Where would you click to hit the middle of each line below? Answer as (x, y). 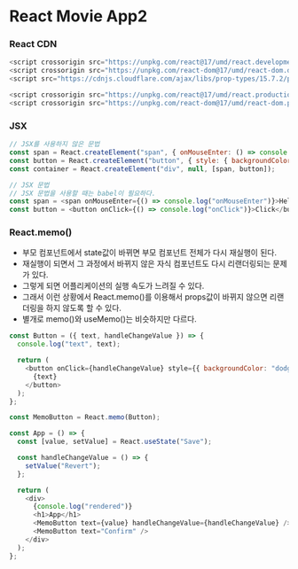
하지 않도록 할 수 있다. (84, 308)
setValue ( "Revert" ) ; (63, 466)
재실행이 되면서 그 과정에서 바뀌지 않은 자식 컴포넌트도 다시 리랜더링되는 (146, 264)
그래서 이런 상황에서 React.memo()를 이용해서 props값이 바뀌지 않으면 (145, 297)
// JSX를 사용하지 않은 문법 (55, 144)
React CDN (33, 44)
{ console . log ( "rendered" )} (82, 507)
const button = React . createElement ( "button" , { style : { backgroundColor (150, 160)
